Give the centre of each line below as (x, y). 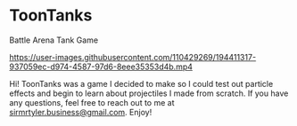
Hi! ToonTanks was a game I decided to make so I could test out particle (141, 83)
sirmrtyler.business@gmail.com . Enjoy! (81, 112)
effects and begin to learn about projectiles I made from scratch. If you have (149, 93)
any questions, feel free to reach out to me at (92, 102)
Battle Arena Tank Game (54, 40)
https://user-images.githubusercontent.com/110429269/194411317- (133, 57)
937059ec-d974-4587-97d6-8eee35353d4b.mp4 (101, 67)
